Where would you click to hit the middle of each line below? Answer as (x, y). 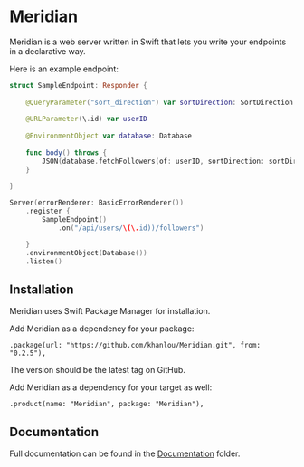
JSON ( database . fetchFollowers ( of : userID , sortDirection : (153, 161)
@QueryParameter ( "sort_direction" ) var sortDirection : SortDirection (160, 102)
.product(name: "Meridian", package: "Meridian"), (107, 405)
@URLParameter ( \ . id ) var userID (86, 119)
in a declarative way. (47, 51)
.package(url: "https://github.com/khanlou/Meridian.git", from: (135, 346)
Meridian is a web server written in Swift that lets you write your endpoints (148, 42)
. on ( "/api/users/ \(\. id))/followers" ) (131, 228)
